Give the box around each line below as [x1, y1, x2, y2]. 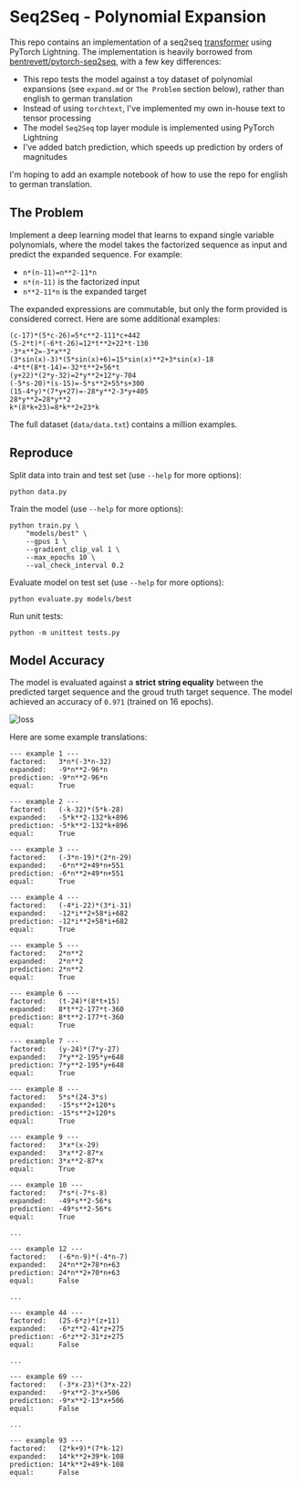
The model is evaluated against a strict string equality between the [9, 677, 264, 688]
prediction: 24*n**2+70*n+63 [9, 1269, 120, 1278]
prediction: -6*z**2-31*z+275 [9, 1333, 125, 1342]
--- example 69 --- [9, 1372, 84, 1382]
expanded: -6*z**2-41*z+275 [9, 1324, 125, 1334]
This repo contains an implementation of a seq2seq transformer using [9, 37, 272, 47]
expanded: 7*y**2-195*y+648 [9, 1052, 125, 1062]
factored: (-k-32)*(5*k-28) [9, 805, 125, 814]
